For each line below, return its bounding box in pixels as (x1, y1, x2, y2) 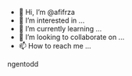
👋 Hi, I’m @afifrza (18, 8, 76, 16)
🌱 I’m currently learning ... (18, 24, 102, 33)
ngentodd (7, 60, 39, 68)
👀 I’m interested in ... (18, 16, 85, 25)
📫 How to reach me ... (18, 42, 91, 50)
